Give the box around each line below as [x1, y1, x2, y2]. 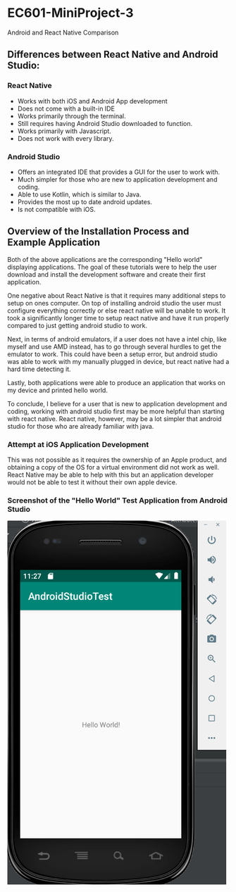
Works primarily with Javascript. [17, 127, 111, 135]
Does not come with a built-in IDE [17, 104, 115, 113]
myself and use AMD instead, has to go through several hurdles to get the [7, 342, 222, 351]
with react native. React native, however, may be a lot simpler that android [7, 414, 222, 423]
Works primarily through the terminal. [17, 111, 126, 120]
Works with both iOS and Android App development [17, 96, 168, 105]
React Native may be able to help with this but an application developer [7, 470, 214, 479]
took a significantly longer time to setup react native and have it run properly [7, 313, 230, 322]
